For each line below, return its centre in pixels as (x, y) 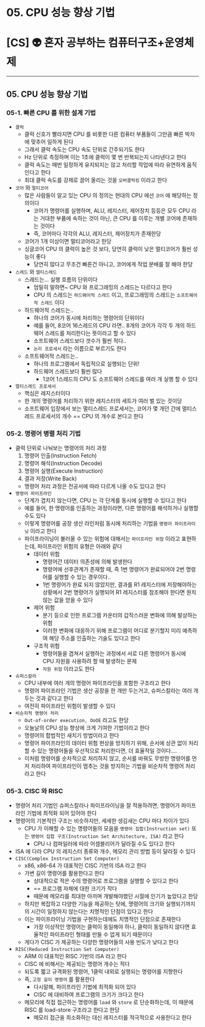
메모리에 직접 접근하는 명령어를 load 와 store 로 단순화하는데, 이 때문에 (109, 1003)
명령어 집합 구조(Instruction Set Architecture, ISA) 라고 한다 (107, 836)
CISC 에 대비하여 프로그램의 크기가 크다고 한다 (89, 995)
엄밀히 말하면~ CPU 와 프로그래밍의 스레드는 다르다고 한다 (103, 287)
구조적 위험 (46, 646)
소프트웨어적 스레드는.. (51, 356)
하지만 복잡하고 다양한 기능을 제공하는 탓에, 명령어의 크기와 (94, 904)
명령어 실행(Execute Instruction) (64, 471)
